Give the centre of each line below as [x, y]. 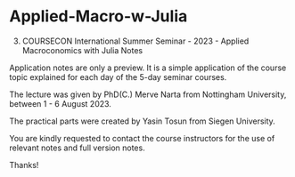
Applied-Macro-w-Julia [98, 16]
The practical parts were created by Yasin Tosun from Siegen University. [143, 121]
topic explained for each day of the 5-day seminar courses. [118, 76]
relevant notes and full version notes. [77, 148]
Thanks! [24, 165]
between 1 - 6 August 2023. [60, 103]
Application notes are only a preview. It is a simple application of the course [148, 68]
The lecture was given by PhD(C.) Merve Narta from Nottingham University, [148, 94]
